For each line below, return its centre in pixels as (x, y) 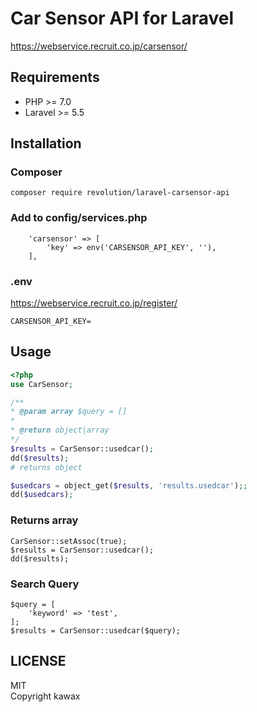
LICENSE (38, 661)
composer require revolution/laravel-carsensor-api (120, 193)
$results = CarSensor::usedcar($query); (96, 630)
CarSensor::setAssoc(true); (69, 541)
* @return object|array (60, 430)
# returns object (46, 467)
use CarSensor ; (42, 384)
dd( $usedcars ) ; (42, 495)
